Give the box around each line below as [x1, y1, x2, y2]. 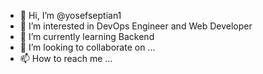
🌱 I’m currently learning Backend [19, 31, 155, 42]
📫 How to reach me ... [19, 53, 113, 64]
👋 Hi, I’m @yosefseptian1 [19, 10, 122, 21]
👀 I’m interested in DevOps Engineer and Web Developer [19, 20, 253, 32]
